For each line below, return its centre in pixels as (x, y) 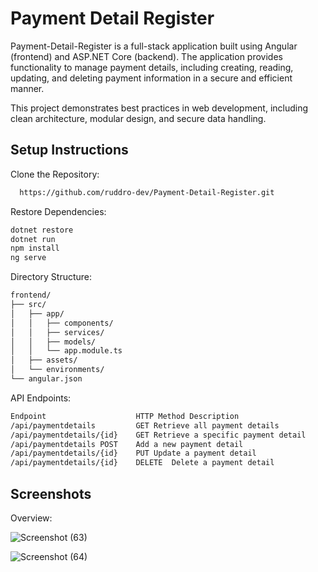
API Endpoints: (41, 398)
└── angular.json (46, 379)
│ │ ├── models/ (53, 342)
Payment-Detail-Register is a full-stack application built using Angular (154, 46)
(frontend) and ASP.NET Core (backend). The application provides (146, 56)
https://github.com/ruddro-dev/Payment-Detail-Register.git (147, 192)
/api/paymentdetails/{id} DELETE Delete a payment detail (142, 463)
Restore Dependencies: (58, 211)
